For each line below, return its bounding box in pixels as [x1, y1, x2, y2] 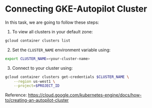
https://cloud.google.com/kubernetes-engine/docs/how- [28, 92, 142, 98]
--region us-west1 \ [14, 79, 55, 84]
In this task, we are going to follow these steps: [5, 19, 100, 25]
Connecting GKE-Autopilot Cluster [5, 3, 147, 15]
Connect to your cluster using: [12, 65, 73, 71]
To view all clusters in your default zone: [12, 29, 93, 34]
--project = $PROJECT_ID [14, 83, 60, 88]
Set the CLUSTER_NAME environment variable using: [12, 47, 111, 53]
